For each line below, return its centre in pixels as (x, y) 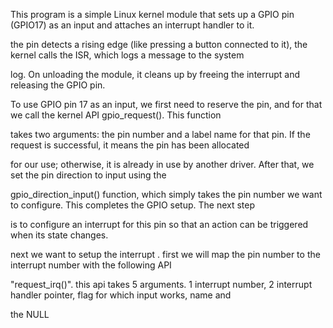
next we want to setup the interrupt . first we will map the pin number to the (165, 254)
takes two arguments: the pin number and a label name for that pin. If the (160, 134)
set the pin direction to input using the (88, 175)
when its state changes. (59, 235)
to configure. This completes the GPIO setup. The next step (133, 205)
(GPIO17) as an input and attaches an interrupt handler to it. (132, 25)
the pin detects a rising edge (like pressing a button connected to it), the (159, 44)
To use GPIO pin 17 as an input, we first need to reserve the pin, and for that (166, 104)
